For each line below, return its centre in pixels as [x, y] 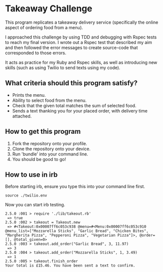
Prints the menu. [29, 95]
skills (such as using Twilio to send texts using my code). [63, 68]
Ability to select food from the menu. [49, 100]
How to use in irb [32, 175]
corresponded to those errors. [36, 53]
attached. [22, 116]
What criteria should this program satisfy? [71, 83]
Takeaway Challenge [49, 9]
